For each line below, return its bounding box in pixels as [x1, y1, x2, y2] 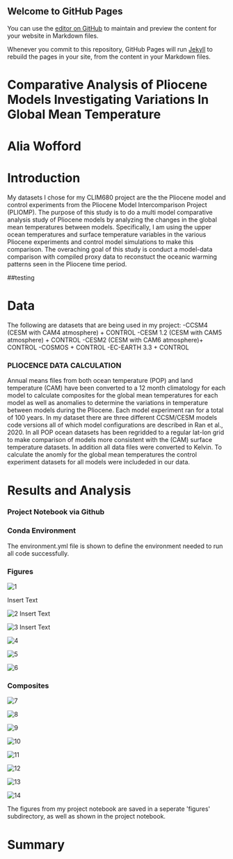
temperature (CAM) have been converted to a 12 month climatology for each [7, 383, 226, 393]
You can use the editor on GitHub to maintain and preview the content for [7, 24, 217, 32]
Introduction [7, 170, 81, 186]
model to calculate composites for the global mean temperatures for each [7, 391, 218, 400]
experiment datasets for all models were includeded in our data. [7, 458, 190, 466]
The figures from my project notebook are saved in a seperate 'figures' [7, 805, 211, 813]
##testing [7, 273, 35, 282]
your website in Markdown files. [7, 31, 99, 40]
